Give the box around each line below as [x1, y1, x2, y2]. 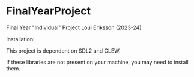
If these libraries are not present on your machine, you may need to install [6, 58, 189, 66]
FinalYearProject [6, 4, 91, 18]
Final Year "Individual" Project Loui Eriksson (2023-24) [6, 24, 142, 31]
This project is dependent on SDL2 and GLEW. [6, 47, 121, 54]
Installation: [6, 35, 35, 42]
